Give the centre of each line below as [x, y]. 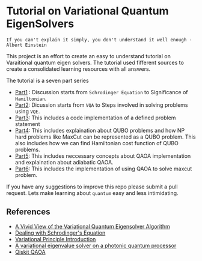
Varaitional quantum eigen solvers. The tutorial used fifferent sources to [95, 62]
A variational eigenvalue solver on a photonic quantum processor [96, 245]
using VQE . [27, 111]
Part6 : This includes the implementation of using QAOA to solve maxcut [103, 169]
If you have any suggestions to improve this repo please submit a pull [92, 187]
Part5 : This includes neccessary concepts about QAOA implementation [103, 156]
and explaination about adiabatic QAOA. [64, 162]
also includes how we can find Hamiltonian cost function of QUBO [97, 143]
